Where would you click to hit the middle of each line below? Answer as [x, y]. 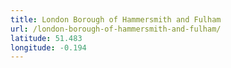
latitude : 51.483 [46, 38]
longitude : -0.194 [48, 47]
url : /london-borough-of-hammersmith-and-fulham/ [116, 29]
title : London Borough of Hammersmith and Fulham [116, 19]
